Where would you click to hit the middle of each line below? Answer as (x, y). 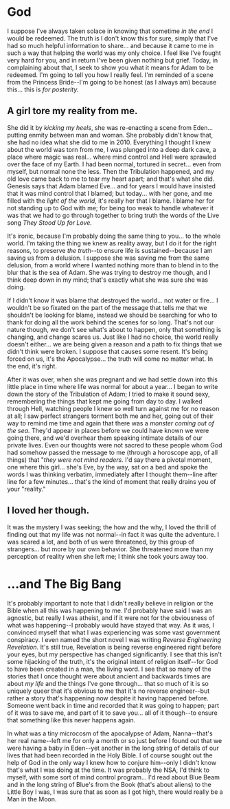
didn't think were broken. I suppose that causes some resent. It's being (107, 351)
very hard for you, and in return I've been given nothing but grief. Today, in (113, 60)
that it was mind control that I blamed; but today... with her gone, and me (110, 193)
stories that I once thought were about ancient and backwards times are (109, 676)
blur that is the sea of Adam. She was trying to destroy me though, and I (109, 272)
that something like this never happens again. (71, 720)
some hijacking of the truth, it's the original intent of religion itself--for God (113, 661)
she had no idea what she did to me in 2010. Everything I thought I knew (109, 142)
